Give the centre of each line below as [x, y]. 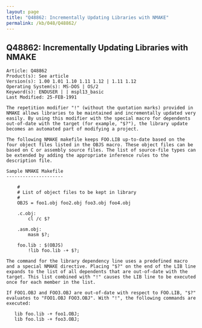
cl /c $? [39, 219]
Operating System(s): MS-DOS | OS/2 [52, 87]
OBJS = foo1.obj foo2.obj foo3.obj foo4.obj [74, 203]
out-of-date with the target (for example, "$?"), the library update [97, 124]
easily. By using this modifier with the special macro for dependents [98, 118]
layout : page [23, 12]
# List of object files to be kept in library [77, 193]
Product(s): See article [37, 76]
